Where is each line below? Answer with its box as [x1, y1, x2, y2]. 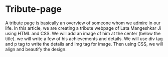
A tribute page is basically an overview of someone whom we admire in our [5, 20, 161, 26]
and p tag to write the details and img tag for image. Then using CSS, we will [5, 41, 163, 47]
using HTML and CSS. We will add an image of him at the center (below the [5, 30, 161, 36]
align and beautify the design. [5, 46, 67, 52]
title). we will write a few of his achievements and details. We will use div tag [5, 36, 163, 42]
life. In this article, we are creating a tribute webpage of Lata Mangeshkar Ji [5, 25, 161, 31]
